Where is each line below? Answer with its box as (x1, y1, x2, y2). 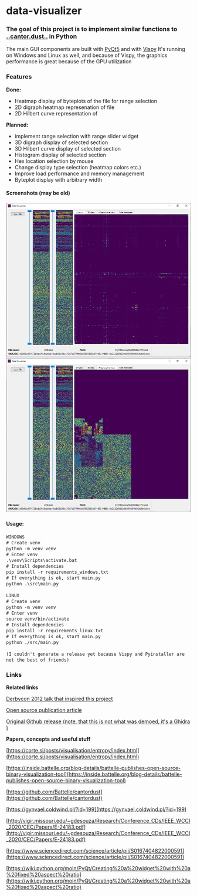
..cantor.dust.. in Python (6, 32, 77, 40)
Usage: (6, 520, 25, 527)
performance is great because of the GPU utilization (6, 58, 132, 65)
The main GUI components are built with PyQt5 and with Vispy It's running (6, 46, 186, 53)
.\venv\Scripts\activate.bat (6, 557, 77, 563)
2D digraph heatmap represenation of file (14, 104, 115, 111)
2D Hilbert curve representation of (14, 110, 98, 117)
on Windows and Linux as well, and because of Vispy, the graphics (6, 52, 168, 59)
